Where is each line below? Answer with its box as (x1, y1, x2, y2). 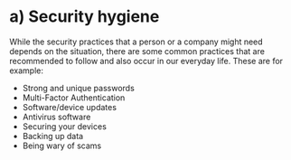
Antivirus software (22, 111, 91, 122)
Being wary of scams (22, 140, 102, 151)
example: (9, 65, 43, 76)
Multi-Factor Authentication (22, 92, 126, 103)
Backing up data (22, 130, 84, 141)
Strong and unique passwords (22, 82, 136, 93)
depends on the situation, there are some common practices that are (9, 45, 265, 56)
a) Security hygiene (9, 6, 160, 27)
